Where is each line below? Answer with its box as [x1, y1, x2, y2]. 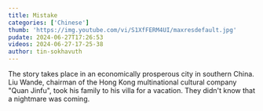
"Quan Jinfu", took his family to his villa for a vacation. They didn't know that [8, 86, 255, 95]
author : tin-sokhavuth [8, 48, 82, 55]
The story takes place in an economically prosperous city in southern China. [8, 70, 255, 78]
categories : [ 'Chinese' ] [8, 19, 89, 27]
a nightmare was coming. [8, 95, 90, 103]
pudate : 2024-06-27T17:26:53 [8, 33, 104, 41]
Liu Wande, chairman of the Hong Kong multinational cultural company [8, 77, 237, 87]
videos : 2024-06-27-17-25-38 [8, 41, 104, 48]
